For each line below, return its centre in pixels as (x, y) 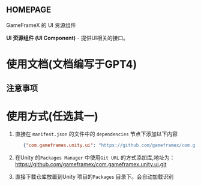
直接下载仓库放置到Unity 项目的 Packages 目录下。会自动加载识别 (94, 177)
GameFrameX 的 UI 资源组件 (41, 25)
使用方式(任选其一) (52, 116)
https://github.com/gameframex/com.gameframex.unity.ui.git (91, 164)
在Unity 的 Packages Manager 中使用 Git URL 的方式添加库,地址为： (95, 158)
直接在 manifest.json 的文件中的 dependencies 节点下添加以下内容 (96, 134)
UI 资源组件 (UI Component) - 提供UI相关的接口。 (67, 38)
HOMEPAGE (29, 10)
